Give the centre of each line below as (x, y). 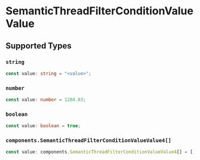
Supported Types (39, 46)
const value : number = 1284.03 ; (46, 100)
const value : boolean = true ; (43, 126)
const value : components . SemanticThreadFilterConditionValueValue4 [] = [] (101, 152)
